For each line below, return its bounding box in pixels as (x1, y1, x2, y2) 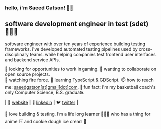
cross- (138, 46, 153, 52)
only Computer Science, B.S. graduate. (5, 89, 85, 95)
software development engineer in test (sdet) (5, 20, 149, 28)
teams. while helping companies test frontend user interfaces (29, 51, 156, 57)
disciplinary (5, 51, 29, 57)
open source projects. (5, 71, 50, 77)
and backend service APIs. (5, 57, 60, 63)
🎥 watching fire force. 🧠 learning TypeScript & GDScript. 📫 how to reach (5, 77, 154, 83)
